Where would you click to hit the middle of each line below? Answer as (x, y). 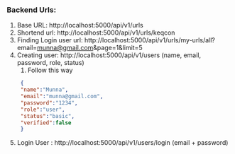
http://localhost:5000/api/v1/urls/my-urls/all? (150, 40)
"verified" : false (46, 123)
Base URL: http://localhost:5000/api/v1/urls (80, 25)
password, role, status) (50, 63)
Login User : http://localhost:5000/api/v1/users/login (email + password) (122, 143)
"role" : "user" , (43, 109)
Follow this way (50, 70)
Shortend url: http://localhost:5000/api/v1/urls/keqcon (96, 32)
